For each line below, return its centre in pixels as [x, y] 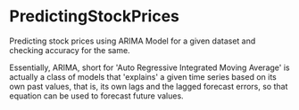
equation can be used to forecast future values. [97, 96]
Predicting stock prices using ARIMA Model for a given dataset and [133, 41]
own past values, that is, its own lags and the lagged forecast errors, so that [149, 86]
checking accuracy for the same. [70, 50]
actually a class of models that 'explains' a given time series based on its [143, 76]
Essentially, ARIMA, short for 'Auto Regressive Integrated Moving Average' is [149, 67]
